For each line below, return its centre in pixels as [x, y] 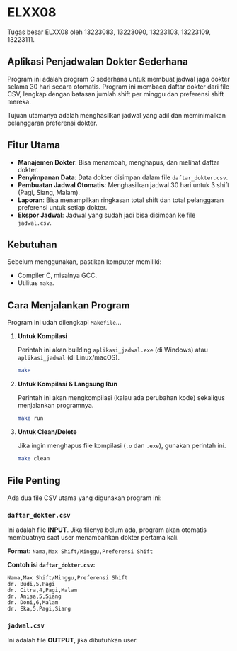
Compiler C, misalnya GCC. [57, 276]
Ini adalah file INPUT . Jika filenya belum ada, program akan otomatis [107, 530]
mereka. [19, 101]
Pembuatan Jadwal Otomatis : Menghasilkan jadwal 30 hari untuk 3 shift [123, 184]
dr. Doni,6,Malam [33, 602]
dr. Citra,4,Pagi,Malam [42, 590]
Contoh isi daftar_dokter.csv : [51, 564]
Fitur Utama [34, 145]
